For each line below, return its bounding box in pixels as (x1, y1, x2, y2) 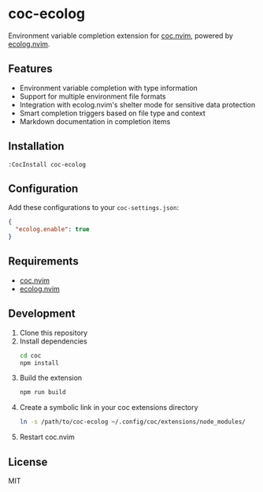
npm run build (19, 389, 66, 396)
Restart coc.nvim (19, 432, 75, 442)
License (8, 455, 48, 468)
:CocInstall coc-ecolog (8, 160, 87, 168)
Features (8, 62, 53, 76)
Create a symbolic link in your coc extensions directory (19, 403, 198, 412)
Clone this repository (19, 328, 88, 337)
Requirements (8, 254, 79, 269)
